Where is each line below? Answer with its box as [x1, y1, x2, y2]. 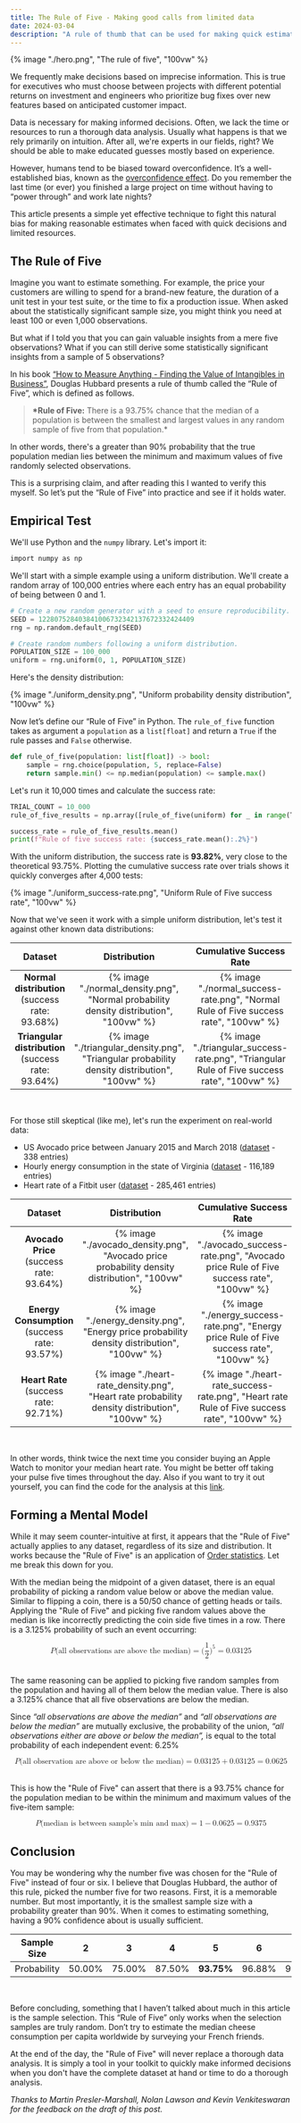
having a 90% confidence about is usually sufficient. [10, 1915, 204, 1926]
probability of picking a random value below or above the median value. [10, 1586, 274, 1597]
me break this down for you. [10, 1559, 114, 1570]
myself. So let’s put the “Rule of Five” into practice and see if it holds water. [10, 488, 287, 498]
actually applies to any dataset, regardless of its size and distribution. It [10, 1541, 272, 1551]
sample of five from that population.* [31, 424, 168, 435]
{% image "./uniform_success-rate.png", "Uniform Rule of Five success [10, 888, 272, 899]
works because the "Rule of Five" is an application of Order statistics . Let [10, 1550, 280, 1561]
